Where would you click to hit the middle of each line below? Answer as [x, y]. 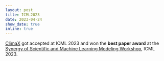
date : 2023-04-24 [24, 19]
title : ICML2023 [22, 15]
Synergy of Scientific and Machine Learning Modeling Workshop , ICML [80, 49]
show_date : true [22, 24]
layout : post [19, 10]
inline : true [19, 29]
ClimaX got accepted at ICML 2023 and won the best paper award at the [82, 43]
